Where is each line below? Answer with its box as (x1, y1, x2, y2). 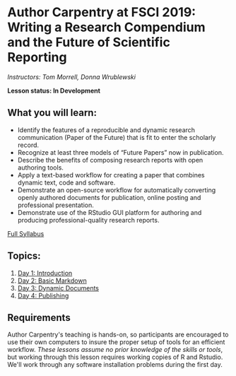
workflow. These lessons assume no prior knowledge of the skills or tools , (7, 346, 223, 354)
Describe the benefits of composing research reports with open (17, 155, 203, 164)
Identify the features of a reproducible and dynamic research (17, 125, 196, 134)
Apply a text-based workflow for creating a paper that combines (17, 170, 205, 179)
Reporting (7, 49, 67, 66)
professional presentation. (17, 201, 94, 209)
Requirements (7, 312, 71, 324)
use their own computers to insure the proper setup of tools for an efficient (7, 338, 225, 346)
